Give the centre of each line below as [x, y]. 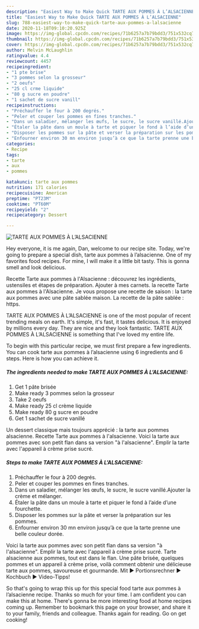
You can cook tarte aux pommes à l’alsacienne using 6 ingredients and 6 [95, 352]
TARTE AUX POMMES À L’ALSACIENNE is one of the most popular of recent [99, 316]
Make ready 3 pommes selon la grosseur [65, 393]
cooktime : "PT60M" [29, 204]
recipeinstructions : [32, 105]
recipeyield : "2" [28, 210]
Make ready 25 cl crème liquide [53, 406]
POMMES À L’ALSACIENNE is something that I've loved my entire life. [90, 335]
